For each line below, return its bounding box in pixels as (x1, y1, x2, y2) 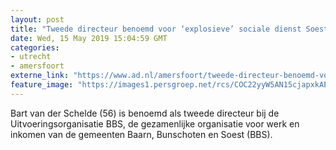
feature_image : (10, 80, 74, 90)
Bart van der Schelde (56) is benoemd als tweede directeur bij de (10, 107, 280, 119)
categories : (10, 42, 60, 53)
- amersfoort (10, 61, 65, 71)
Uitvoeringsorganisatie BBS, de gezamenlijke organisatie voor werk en (10, 117, 300, 130)
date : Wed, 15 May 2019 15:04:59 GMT (10, 33, 168, 43)
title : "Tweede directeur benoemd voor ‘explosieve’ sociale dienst (10, 24, 302, 34)
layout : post (10, 14, 65, 25)
